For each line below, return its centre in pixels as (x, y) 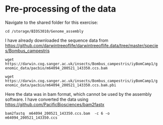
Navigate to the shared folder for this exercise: (52, 22)
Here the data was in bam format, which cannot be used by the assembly (78, 94)
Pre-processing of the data (61, 9)
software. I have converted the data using (47, 99)
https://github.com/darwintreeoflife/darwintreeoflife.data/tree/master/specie (81, 45)
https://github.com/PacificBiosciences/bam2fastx (55, 104)
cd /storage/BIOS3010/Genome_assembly (44, 31)
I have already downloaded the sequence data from (57, 40)
